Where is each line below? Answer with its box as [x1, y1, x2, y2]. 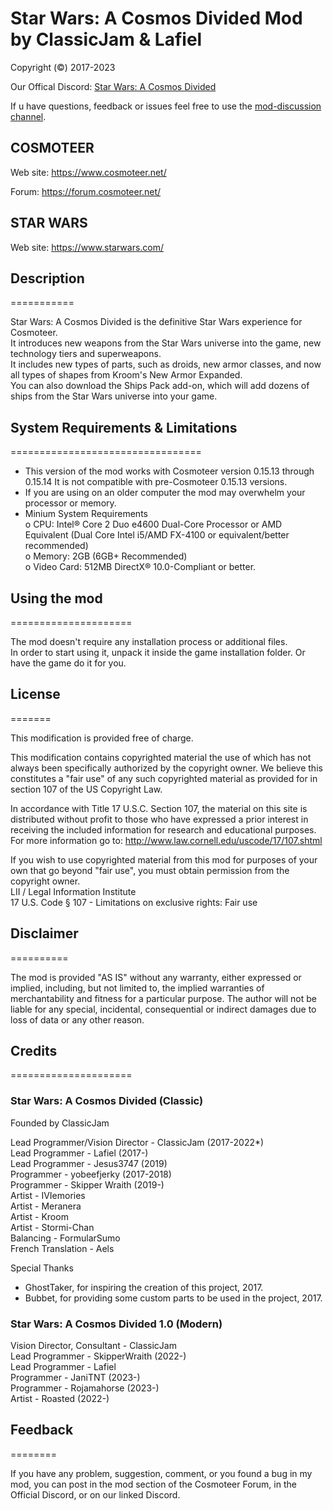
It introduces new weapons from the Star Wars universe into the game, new [10, 337, 322, 349]
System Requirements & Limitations [10, 419, 238, 436]
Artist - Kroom [10, 1210, 69, 1222]
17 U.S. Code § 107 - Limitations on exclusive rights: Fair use [10, 896, 258, 908]
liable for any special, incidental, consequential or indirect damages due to [10, 1003, 317, 1015]
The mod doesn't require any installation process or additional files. [10, 636, 288, 647]
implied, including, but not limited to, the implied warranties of [10, 982, 265, 994]
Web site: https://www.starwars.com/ [10, 241, 165, 253]
